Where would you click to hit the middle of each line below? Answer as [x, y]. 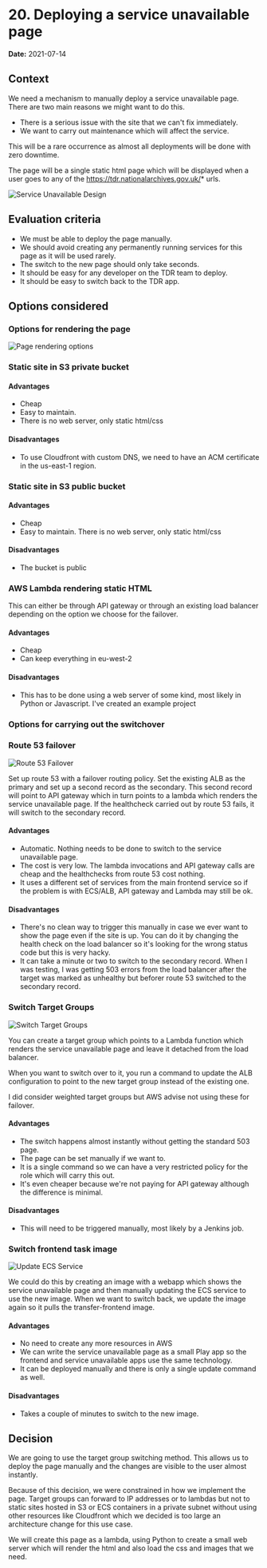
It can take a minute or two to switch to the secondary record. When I [133, 961]
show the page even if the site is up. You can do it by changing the [129, 936]
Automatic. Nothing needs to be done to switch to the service [120, 848]
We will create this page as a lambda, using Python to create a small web [128, 1540]
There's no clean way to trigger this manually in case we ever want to [134, 927]
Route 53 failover [42, 745]
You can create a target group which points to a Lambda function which [126, 1040]
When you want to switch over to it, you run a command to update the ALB [130, 1072]
